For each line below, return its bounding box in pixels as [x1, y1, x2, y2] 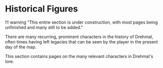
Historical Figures [5, 3, 78, 14]
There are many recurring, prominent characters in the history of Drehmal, [5, 34, 153, 40]
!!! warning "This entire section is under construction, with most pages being [5, 19, 158, 25]
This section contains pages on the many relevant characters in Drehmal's [5, 53, 154, 59]
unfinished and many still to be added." [5, 24, 83, 30]
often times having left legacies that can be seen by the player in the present [5, 39, 158, 44]
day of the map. [5, 44, 37, 50]
